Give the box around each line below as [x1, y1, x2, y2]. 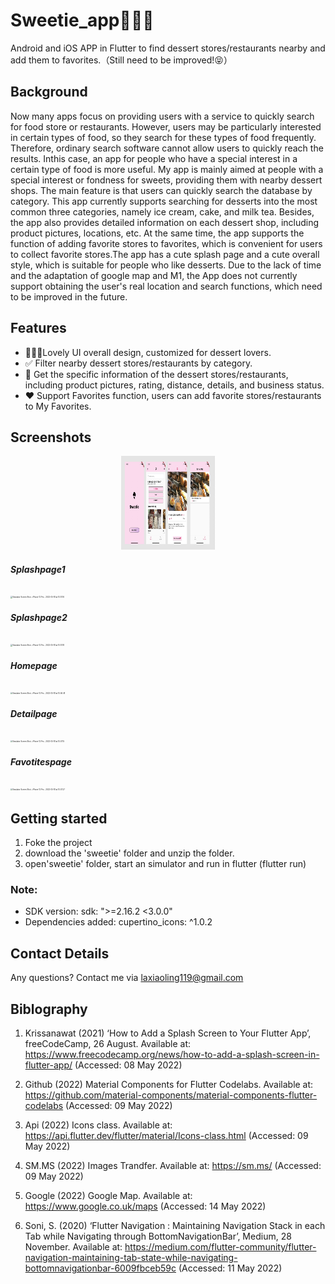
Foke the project [24, 837, 93, 849]
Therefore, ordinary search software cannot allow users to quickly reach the [10, 142, 324, 154]
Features [10, 320, 67, 337]
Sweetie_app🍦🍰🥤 [10, 9, 155, 32]
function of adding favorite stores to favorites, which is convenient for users [10, 237, 323, 249]
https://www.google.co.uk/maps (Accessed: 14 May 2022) [24, 1200, 267, 1212]
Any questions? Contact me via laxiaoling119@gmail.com [10, 972, 244, 984]
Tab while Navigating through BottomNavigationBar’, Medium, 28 [24, 1230, 292, 1242]
